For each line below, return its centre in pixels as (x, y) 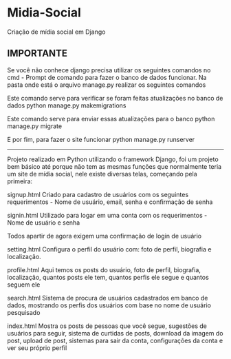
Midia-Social (44, 13)
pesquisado (24, 312)
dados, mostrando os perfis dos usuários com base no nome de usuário (109, 305)
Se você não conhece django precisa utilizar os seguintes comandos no (109, 70)
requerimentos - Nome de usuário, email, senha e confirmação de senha (110, 202)
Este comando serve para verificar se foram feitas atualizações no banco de (115, 98)
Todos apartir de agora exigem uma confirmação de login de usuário (104, 236)
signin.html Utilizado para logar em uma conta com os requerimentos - (107, 215)
